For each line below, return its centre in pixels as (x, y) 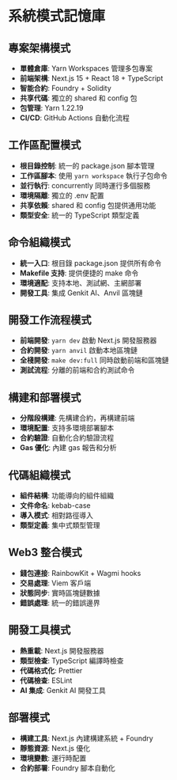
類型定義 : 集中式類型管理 (60, 525)
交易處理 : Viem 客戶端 (55, 583)
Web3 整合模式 (45, 553)
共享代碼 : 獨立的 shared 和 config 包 (78, 98)
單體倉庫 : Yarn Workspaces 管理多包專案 (86, 68)
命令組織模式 (40, 242)
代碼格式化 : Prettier (51, 670)
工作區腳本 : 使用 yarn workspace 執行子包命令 (93, 176)
